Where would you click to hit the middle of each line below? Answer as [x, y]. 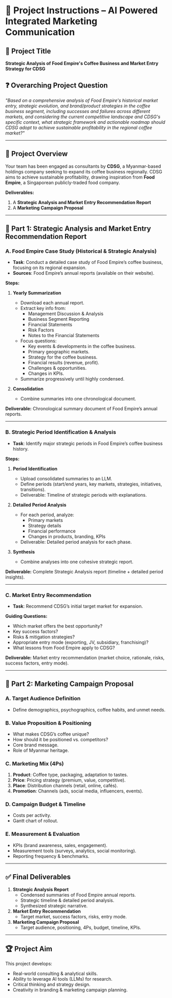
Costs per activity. [32, 815]
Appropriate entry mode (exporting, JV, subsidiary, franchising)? [81, 642]
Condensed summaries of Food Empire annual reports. [78, 895]
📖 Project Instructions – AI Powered [81, 10]
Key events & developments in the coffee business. [82, 346]
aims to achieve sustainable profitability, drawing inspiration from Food [80, 177]
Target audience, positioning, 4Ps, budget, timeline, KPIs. [81, 927]
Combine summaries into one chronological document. [78, 399]
